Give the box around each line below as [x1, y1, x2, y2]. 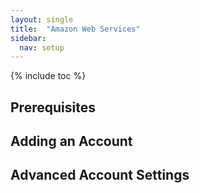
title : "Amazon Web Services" [10, 24, 141, 34]
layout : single [10, 14, 74, 25]
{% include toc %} [10, 70, 87, 82]
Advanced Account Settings [10, 167, 190, 184]
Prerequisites [10, 99, 96, 116]
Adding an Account [10, 133, 133, 150]
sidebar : [10, 33, 47, 43]
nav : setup [19, 42, 65, 53]
